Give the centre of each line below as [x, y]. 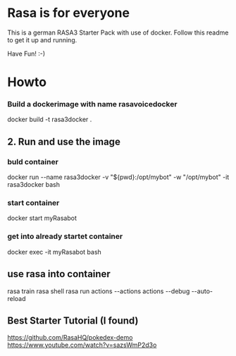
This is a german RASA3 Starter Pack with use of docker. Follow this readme [118, 32]
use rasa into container [59, 274]
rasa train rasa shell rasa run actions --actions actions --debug [99, 291]
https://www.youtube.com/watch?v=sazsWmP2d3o [82, 345]
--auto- [202, 291]
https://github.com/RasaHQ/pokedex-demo [70, 338]
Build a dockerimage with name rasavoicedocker [92, 104]
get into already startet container [65, 236]
